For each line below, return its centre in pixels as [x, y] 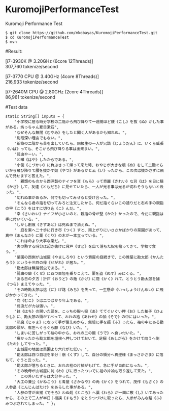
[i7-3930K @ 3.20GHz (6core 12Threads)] [49, 61]
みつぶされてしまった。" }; [30, 403]
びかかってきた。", [23, 295]
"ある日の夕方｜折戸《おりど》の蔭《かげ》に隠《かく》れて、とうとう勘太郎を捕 [87, 279]
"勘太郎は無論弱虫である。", [41, 268]
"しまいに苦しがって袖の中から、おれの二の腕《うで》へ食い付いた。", [78, 333]
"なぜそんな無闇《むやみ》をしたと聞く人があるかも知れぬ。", [71, 133]
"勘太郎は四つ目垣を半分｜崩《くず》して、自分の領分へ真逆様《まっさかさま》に [87, 355]
